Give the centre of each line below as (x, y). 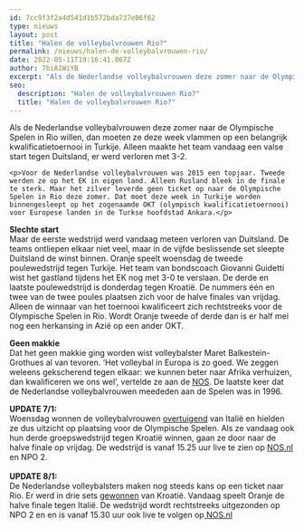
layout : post (34, 34)
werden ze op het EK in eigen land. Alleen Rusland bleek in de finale (147, 181)
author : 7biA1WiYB (44, 69)
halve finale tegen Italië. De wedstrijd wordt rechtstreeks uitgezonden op (145, 505)
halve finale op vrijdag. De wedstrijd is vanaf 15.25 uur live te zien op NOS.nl (152, 447)
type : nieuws (34, 26)
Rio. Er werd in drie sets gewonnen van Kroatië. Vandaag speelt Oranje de (147, 495)
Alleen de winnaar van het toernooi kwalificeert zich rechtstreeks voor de (146, 307)
